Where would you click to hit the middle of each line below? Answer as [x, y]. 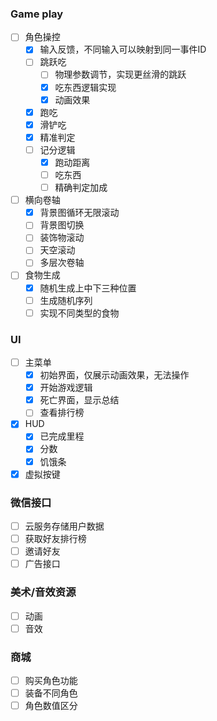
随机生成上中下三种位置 [88, 288]
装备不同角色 [51, 693]
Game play [37, 14]
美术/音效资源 [43, 592]
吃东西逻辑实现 [85, 87]
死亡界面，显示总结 [79, 400]
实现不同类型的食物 [79, 313]
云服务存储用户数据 [64, 526]
